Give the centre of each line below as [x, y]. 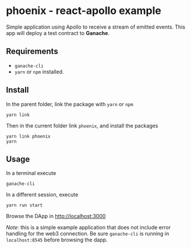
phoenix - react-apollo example [84, 11]
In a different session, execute [42, 195]
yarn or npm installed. [39, 72]
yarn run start [24, 205]
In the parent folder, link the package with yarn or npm [70, 104]
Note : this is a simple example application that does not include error [88, 227]
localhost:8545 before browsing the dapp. [57, 240]
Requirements [32, 52]
